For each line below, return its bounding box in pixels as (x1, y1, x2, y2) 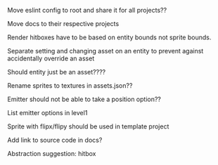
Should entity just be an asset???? (7, 68, 106, 76)
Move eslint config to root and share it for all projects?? (7, 6, 167, 14)
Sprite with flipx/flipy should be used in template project (7, 122, 169, 131)
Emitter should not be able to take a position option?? (7, 95, 162, 103)
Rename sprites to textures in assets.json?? (7, 81, 133, 90)
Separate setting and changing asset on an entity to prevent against (7, 47, 204, 55)
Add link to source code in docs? (7, 136, 103, 144)
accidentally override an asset (7, 54, 95, 62)
